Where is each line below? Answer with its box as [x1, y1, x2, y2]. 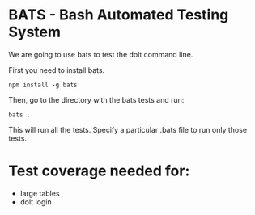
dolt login [19, 196, 52, 207]
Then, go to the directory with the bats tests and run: [8, 95, 185, 104]
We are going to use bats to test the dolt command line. [8, 49, 193, 59]
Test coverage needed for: [8, 162, 190, 180]
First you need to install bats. [8, 65, 105, 74]
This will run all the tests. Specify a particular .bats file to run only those [8, 124, 248, 134]
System [8, 23, 62, 41]
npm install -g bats [8, 81, 79, 89]
